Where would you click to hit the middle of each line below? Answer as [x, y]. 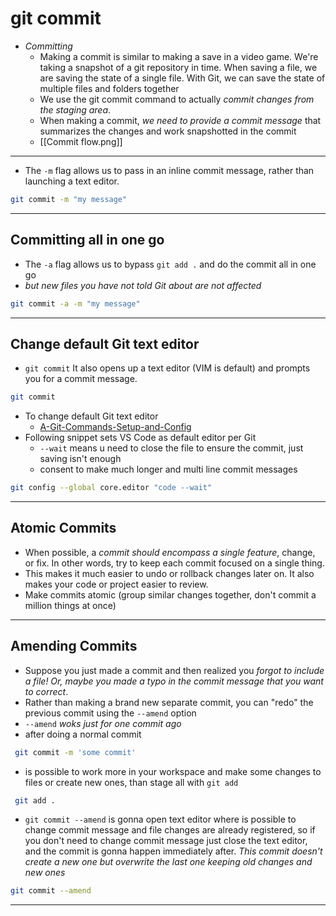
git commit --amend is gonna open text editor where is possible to [160, 819]
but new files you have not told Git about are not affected [143, 285]
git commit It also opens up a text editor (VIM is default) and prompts [167, 368]
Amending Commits [74, 646]
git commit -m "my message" [69, 199]
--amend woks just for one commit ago [103, 723]
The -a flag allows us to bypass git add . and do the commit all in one [170, 264]
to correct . [46, 691]
